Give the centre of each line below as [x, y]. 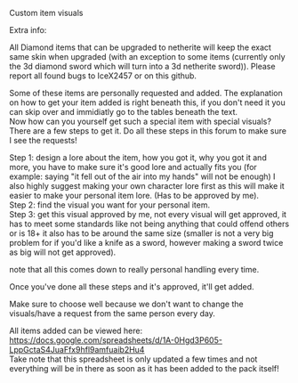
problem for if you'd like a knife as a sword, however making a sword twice [146, 243]
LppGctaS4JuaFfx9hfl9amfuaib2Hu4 [77, 350]
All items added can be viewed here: [76, 330]
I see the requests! [43, 140]
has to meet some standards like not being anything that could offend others [149, 224]
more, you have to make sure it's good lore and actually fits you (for [133, 167]
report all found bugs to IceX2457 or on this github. [103, 76]
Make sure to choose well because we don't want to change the [126, 304]
